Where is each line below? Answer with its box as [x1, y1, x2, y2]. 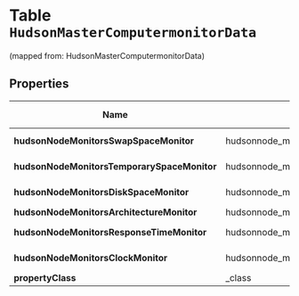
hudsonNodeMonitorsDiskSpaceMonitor [13, 185, 190, 198]
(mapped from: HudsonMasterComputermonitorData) [9, 50, 206, 61]
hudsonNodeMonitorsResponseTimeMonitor [13, 226, 207, 238]
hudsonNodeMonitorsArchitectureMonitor [13, 206, 198, 218]
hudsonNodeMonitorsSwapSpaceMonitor [13, 135, 194, 147]
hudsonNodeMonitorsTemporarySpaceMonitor [13, 160, 217, 172]
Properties [9, 77, 69, 92]
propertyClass [13, 271, 77, 284]
